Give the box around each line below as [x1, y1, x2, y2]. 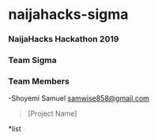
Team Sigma [8, 55, 57, 66]
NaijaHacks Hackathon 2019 [8, 34, 119, 45]
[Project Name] [27, 109, 77, 119]
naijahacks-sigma [8, 6, 129, 24]
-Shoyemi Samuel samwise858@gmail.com [8, 94, 150, 103]
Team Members [8, 76, 70, 87]
